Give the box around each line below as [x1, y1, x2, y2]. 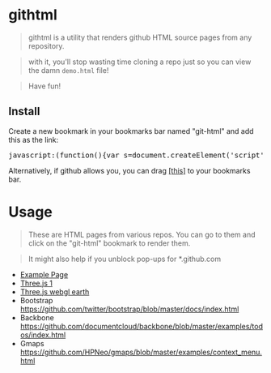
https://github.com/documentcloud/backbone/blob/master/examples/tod [19, 321, 264, 331]
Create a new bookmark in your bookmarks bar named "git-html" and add [8, 126, 254, 135]
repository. [28, 41, 65, 50]
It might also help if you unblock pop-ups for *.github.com [28, 254, 221, 264]
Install [8, 105, 40, 118]
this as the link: [8, 135, 59, 144]
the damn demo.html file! [28, 65, 109, 75]
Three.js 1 [19, 278, 53, 288]
